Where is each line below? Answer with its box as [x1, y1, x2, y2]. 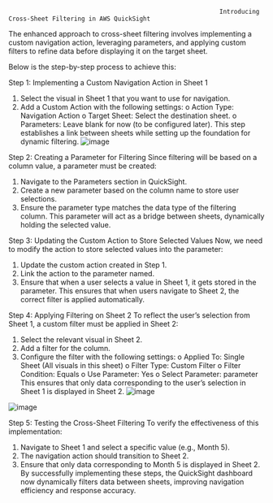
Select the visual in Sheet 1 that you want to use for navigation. [19, 93, 231, 103]
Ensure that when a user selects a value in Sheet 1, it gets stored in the [19, 277, 257, 287]
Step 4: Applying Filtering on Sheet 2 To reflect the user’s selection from [8, 310, 250, 320]
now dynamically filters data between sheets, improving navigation [19, 477, 245, 487]
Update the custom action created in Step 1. [19, 260, 167, 270]
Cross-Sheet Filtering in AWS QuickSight [8, 15, 151, 23]
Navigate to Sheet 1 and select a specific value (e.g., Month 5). [19, 443, 230, 452]
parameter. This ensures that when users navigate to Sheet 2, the [19, 286, 240, 296]
